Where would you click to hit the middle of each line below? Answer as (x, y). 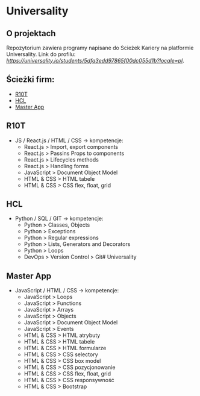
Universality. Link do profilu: (41, 54)
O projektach (31, 33)
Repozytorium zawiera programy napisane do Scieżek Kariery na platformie (100, 48)
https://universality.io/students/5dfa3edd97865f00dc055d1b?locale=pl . (95, 61)
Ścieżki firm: (30, 80)
